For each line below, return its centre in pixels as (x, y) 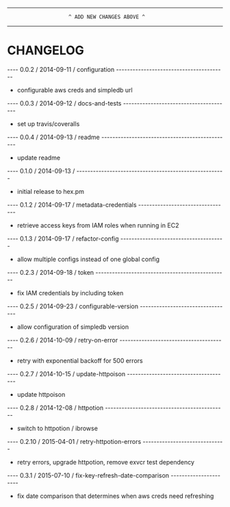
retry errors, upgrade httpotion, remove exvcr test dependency (106, 462)
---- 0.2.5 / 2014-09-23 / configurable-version (73, 306)
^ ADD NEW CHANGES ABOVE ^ (107, 17)
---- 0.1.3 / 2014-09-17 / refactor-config (63, 238)
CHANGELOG (46, 50)
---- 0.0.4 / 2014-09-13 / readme (54, 137)
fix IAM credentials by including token (70, 293)
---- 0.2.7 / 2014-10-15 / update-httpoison (66, 373)
